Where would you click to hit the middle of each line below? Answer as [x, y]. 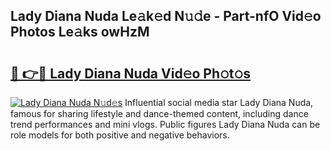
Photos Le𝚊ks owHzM [80, 32]
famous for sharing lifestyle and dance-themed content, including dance [159, 113]
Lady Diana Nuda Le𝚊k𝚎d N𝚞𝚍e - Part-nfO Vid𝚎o [166, 16]
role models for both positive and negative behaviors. [120, 135]
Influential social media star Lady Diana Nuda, [219, 102]
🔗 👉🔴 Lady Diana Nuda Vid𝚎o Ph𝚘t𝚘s [131, 73]
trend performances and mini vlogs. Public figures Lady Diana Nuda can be [165, 124]
